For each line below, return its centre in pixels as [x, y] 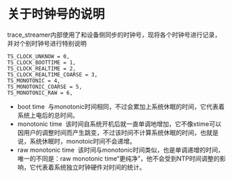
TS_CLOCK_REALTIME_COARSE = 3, [53, 74]
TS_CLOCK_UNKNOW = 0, [39, 56]
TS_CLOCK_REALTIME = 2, [42, 69]
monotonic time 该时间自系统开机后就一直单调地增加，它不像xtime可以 [119, 124]
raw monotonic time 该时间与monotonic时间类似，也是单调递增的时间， [121, 150]
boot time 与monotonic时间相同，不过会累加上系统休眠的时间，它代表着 [121, 106]
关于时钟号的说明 [56, 14]
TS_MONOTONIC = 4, [34, 80]
